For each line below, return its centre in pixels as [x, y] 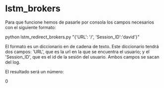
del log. [13, 62]
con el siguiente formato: [30, 27]
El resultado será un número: [35, 71]
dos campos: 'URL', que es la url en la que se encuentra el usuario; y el [77, 52]
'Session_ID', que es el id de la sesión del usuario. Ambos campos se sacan [82, 57]
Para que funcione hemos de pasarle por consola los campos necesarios [80, 22]
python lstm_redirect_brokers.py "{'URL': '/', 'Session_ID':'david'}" [72, 37]
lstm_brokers [33, 9]
